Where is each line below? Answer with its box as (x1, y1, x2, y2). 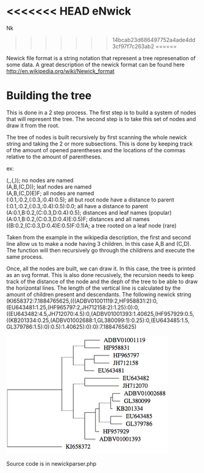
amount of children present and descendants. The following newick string (6, 290, 192, 298)
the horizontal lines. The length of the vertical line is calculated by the (6, 284, 181, 292)
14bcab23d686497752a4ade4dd (112, 36, 196, 43)
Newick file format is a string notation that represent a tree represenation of (6, 54, 196, 61)
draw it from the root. (6, 122, 60, 129)
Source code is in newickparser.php (6, 460, 97, 467)
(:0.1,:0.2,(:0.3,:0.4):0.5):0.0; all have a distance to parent (6, 202, 149, 209)
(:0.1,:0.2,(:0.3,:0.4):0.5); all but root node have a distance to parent (6, 196, 175, 203)
